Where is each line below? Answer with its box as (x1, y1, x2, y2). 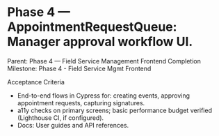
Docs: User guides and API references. (17, 121, 129, 129)
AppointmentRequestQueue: (7, 19, 177, 35)
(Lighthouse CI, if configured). (17, 113, 104, 122)
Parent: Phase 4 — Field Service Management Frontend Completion (7, 56, 202, 65)
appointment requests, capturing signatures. (17, 98, 145, 107)
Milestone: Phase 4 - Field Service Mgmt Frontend (7, 64, 152, 73)
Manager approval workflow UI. (7, 34, 193, 50)
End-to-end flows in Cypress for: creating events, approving (17, 91, 190, 100)
